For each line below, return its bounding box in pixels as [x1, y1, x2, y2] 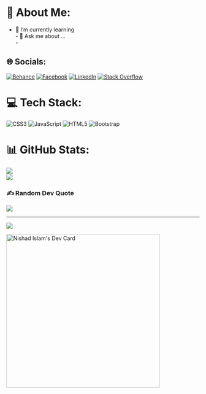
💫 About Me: [6, 6, 71, 20]
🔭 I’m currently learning [15, 26, 75, 33]
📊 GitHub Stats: [6, 142, 90, 156]
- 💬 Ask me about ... [15, 32, 66, 39]
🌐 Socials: [6, 56, 47, 67]
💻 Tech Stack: [6, 95, 82, 109]
